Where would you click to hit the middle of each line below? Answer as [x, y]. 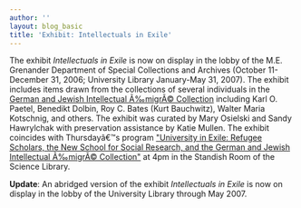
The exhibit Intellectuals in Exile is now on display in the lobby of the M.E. [146, 61]
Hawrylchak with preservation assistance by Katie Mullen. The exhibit [139, 128]
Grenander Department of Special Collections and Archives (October [138, 70]
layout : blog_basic [46, 26]
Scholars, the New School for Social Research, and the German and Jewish [150, 147]
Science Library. [40, 167]
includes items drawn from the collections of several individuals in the [140, 89]
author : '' [30, 18]
